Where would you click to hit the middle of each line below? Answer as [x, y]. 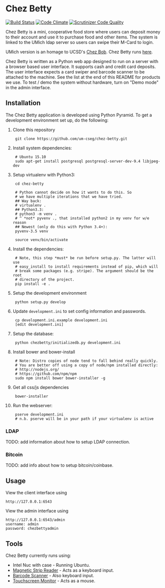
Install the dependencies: [38, 249]
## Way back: [28, 201]
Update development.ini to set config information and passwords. [79, 311]
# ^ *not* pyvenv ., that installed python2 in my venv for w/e [82, 218]
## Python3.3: [29, 209]
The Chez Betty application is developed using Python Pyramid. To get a [79, 115]
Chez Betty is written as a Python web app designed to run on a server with [82, 61]
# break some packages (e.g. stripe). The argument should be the [84, 271]
